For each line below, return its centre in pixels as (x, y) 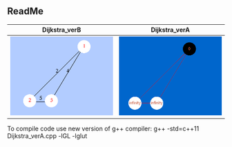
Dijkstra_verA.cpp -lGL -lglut (47, 136)
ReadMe (25, 11)
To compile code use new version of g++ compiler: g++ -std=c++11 (103, 128)
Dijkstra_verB (62, 30)
